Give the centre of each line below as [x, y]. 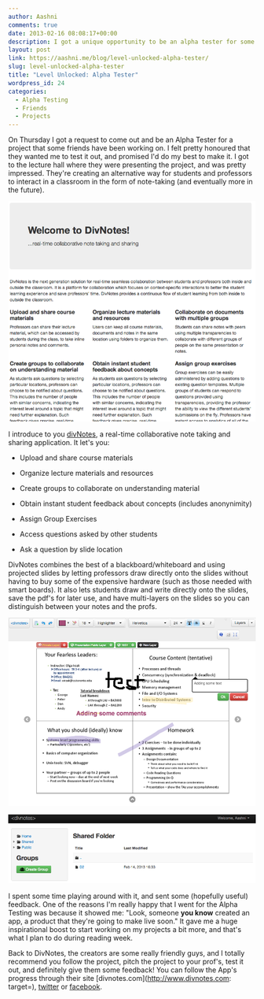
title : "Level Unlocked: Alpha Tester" [73, 75]
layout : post [29, 50]
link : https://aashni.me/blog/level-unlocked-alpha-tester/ [109, 58]
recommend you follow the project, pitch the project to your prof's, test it [126, 961]
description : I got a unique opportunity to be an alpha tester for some [132, 42]
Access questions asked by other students [88, 534]
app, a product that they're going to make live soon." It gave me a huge [123, 921]
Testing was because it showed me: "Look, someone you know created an [129, 912]
